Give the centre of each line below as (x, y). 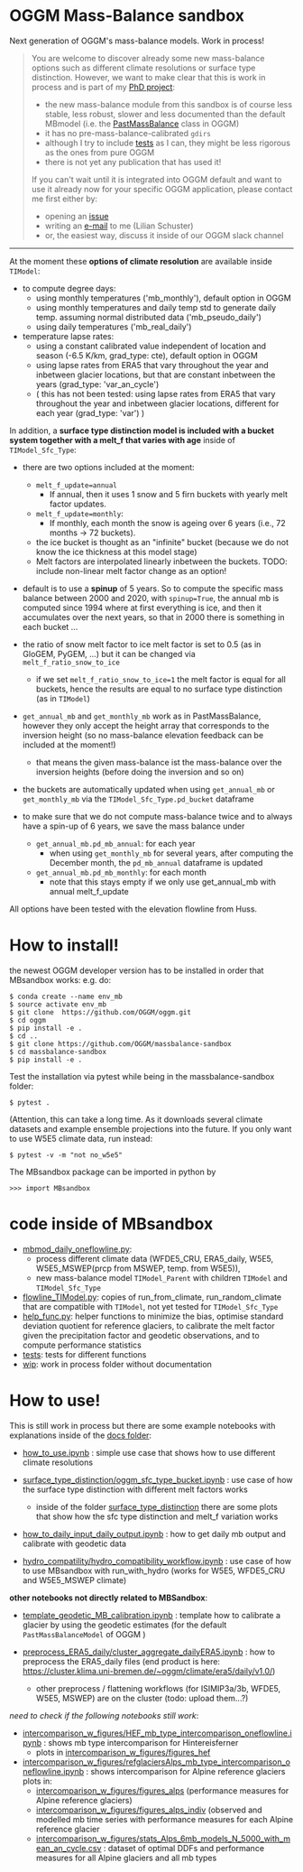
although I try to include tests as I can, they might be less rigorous (168, 143)
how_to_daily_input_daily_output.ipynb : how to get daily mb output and (154, 1534)
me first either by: (64, 199)
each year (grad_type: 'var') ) (90, 412)
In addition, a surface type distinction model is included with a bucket (142, 431)
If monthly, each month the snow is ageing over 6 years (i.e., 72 (167, 523)
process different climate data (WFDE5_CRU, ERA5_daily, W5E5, (155, 1258)
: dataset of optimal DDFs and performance (184, 1848)
